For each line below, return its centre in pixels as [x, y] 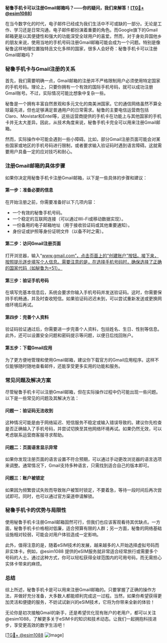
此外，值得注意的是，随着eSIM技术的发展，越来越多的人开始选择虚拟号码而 [82, 545]
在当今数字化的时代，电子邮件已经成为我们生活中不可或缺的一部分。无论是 [81, 24]
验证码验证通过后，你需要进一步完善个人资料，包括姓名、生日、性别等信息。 [83, 329]
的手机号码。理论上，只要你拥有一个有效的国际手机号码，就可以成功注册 [79, 87]
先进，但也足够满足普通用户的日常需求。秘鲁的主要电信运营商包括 [81, 110]
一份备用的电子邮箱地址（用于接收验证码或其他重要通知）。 [72, 225]
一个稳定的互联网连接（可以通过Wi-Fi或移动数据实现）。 [69, 219]
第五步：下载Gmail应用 [29, 348]
